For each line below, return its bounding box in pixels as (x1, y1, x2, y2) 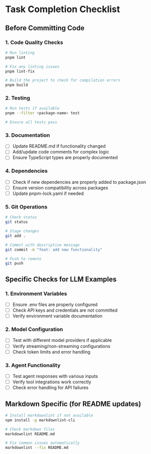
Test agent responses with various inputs (12, 373, 98, 379)
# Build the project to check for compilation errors (5, 78, 121, 83)
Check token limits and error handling (12, 348, 91, 355)
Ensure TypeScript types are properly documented (12, 155, 118, 161)
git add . (5, 233, 26, 238)
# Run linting (5, 50, 35, 55)
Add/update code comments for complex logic (12, 149, 109, 155)
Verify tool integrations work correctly (12, 379, 92, 385)
